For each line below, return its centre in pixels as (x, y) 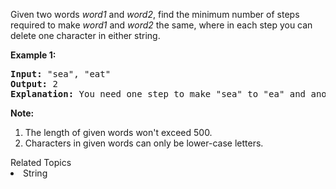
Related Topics (41, 162)
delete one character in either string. (85, 35)
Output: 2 (34, 84)
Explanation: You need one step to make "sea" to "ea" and (158, 94)
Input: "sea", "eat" (61, 74)
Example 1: (33, 55)
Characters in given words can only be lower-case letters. (144, 143)
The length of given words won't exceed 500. (118, 132)
